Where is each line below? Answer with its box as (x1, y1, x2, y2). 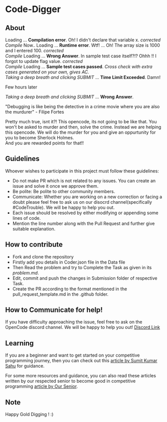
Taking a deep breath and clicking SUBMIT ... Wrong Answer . (5, 94, 134, 100)
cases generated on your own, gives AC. (5, 69, 89, 75)
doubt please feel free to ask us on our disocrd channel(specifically (12, 199, 152, 205)
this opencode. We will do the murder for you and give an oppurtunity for (5, 129, 156, 135)
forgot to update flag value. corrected (5, 58, 83, 64)
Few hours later (5, 84, 38, 90)
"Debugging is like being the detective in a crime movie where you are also (5, 104, 160, 109)
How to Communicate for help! (5, 306, 103, 314)
